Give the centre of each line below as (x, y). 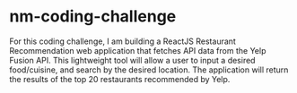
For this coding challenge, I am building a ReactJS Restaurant (122, 41)
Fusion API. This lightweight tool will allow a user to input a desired (132, 60)
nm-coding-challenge (93, 17)
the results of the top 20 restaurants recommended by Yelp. (120, 79)
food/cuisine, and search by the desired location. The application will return (149, 70)
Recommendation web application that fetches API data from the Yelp (138, 50)
